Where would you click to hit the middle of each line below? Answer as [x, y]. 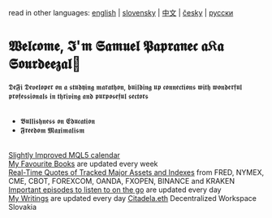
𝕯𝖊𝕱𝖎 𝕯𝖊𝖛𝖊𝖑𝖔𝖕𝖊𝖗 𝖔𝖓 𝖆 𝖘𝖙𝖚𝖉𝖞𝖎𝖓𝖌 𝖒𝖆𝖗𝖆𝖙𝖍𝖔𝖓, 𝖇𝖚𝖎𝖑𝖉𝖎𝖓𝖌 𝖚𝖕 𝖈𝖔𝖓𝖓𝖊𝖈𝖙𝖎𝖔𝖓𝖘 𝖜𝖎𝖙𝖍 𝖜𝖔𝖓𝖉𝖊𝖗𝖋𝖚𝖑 [125, 87]
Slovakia [23, 207]
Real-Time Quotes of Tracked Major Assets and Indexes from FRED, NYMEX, [136, 172]
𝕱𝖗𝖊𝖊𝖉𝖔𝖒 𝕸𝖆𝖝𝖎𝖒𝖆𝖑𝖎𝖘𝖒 [52, 130]
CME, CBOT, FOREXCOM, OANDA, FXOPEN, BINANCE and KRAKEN [122, 181]
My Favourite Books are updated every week [83, 163]
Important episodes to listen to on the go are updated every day [115, 190]
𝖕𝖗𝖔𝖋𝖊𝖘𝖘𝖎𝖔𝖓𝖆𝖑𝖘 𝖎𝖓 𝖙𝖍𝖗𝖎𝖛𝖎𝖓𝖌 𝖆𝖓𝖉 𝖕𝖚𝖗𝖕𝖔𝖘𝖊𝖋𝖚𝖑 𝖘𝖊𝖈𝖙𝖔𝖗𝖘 [78, 96]
